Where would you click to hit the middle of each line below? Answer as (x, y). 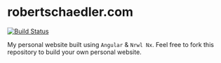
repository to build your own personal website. (74, 52)
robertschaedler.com (70, 12)
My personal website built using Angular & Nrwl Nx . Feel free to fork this (110, 44)
